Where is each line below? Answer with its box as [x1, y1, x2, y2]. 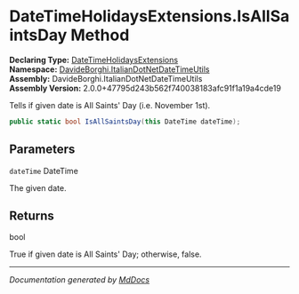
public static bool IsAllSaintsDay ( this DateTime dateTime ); [9, 117, 241, 126]
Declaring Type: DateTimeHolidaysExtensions [9, 54, 179, 65]
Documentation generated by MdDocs [9, 274, 149, 285]
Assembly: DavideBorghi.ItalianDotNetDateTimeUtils [9, 73, 203, 83]
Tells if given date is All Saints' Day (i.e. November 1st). [9, 99, 211, 110]
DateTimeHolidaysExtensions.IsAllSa [9, 6, 290, 27]
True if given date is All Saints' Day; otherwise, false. [9, 249, 202, 259]
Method [70, 25, 130, 45]
